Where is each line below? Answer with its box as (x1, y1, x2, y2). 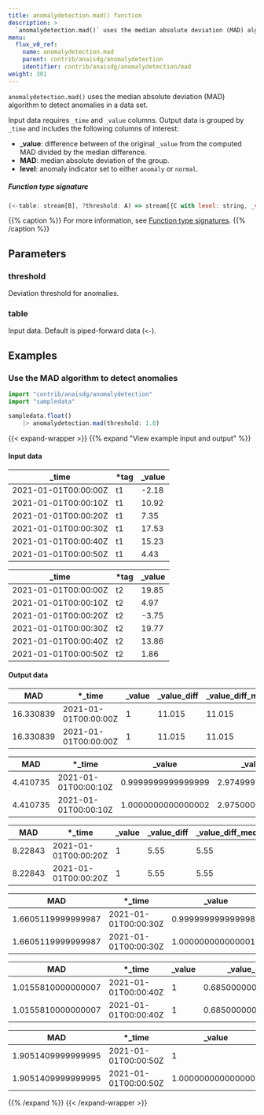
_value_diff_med (196, 827, 258, 838)
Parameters (8, 247, 67, 260)
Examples (8, 349, 57, 362)
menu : (8, 33, 26, 42)
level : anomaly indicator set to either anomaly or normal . (19, 164, 199, 173)
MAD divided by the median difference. (19, 147, 147, 157)
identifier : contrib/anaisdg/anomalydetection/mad (22, 63, 192, 71)
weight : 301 (8, 70, 47, 78)
